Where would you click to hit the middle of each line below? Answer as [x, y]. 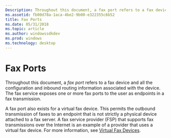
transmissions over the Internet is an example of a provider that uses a [79, 125]
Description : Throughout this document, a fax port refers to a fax [79, 10]
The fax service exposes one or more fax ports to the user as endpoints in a [85, 93]
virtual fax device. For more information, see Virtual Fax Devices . [73, 130]
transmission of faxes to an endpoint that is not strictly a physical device [81, 114]
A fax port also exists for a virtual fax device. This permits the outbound [80, 108]
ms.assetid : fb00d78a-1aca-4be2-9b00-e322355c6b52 [60, 15]
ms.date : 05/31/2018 [27, 24]
